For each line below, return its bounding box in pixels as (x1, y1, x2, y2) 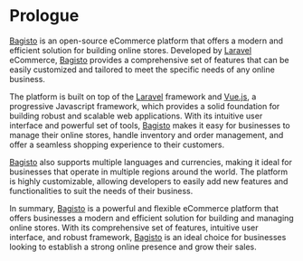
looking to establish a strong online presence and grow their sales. (9, 241, 258, 252)
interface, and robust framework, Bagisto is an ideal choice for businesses (9, 231, 287, 242)
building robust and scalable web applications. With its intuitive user (9, 110, 263, 121)
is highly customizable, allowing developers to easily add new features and (9, 175, 289, 186)
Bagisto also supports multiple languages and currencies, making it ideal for (9, 156, 292, 167)
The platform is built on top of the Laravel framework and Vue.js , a (9, 91, 257, 102)
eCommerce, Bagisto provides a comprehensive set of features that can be (9, 54, 289, 65)
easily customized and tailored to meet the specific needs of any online (9, 64, 276, 75)
